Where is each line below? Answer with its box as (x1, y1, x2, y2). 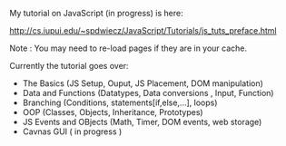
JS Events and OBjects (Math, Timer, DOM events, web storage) (22, 117, 262, 127)
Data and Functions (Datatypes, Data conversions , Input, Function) (22, 88, 274, 98)
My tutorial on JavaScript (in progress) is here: (9, 8, 183, 18)
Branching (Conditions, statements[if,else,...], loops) (22, 97, 218, 108)
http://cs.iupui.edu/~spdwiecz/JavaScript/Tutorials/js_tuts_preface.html (9, 25, 277, 35)
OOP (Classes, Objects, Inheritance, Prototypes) (22, 107, 203, 117)
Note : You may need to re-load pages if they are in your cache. (9, 43, 248, 54)
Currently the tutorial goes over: (9, 61, 129, 71)
